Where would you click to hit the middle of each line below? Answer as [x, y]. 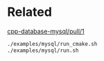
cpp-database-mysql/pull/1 [46, 31]
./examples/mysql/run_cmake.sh [52, 44]
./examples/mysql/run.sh [43, 50]
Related [29, 12]
